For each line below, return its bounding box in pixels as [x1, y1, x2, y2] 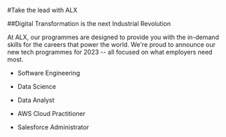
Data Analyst [17, 96, 55, 104]
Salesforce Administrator [17, 123, 90, 131]
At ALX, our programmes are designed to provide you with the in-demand [7, 33, 219, 41]
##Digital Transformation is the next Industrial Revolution [7, 20, 171, 27]
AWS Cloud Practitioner [17, 110, 86, 117]
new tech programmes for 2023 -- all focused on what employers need [7, 48, 213, 56]
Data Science [17, 82, 57, 90]
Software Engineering [17, 69, 80, 77]
